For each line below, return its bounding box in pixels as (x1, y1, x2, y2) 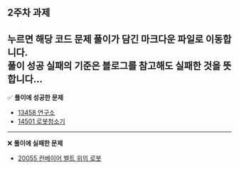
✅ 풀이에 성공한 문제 (7, 93, 64, 102)
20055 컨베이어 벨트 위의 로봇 (17, 154, 102, 163)
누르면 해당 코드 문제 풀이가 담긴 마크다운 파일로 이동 (7, 33, 223, 45)
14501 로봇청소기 (17, 117, 65, 126)
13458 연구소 (17, 109, 55, 117)
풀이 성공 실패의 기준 (7, 60, 92, 72)
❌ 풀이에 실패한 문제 (7, 139, 63, 148)
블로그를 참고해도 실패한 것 (102, 60, 212, 72)
